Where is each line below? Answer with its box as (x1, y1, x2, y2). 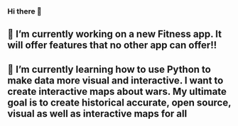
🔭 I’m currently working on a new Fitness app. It (7, 28, 222, 40)
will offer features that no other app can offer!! (7, 39, 217, 52)
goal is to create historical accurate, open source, (7, 96, 232, 108)
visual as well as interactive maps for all (7, 108, 188, 120)
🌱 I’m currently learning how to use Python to (7, 63, 211, 75)
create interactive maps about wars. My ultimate (7, 85, 227, 98)
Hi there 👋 (7, 6, 43, 16)
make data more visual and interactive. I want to (7, 74, 224, 86)
